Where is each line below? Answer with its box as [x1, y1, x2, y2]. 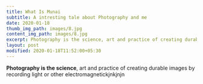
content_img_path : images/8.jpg [6, 31, 88, 37]
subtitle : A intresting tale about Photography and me [6, 14, 147, 20]
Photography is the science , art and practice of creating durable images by [6, 64, 195, 71]
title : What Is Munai [6, 8, 61, 15]
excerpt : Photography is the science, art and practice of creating [6, 37, 182, 43]
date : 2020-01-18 [6, 20, 50, 26]
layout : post [6, 43, 39, 49]
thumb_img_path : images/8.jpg [6, 25, 83, 32]
